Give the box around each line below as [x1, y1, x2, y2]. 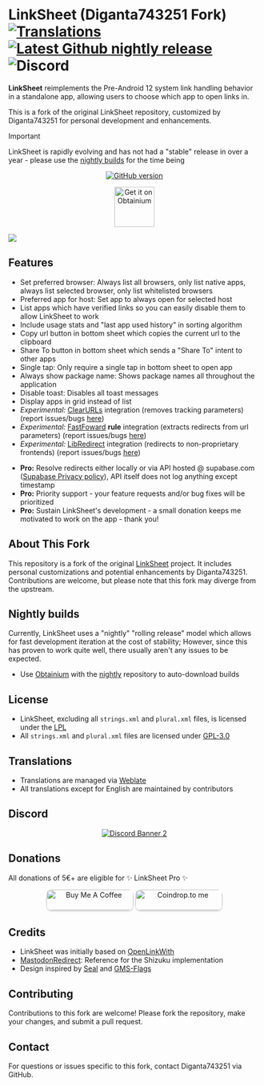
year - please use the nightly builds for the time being [8, 155, 186, 165]
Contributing [8, 987, 74, 1000]
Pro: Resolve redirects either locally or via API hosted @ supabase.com [19, 463, 255, 473]
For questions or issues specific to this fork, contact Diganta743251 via [8, 1061, 242, 1071]
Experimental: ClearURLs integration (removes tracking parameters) [19, 404, 244, 414]
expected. [8, 654, 42, 664]
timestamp [19, 480, 55, 489]
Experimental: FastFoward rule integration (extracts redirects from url [19, 422, 250, 432]
